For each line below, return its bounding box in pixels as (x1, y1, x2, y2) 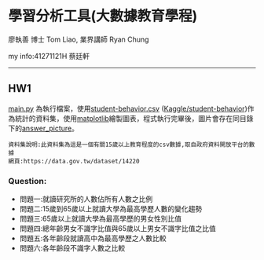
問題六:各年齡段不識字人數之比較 (19, 244, 126, 253)
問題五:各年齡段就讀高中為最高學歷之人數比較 (19, 233, 167, 244)
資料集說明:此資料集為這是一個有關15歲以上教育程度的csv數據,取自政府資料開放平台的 (8, 141, 250, 148)
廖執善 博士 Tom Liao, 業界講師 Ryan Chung (8, 35, 149, 44)
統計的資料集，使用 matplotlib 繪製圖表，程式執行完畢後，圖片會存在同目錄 (14, 113, 254, 123)
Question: (8, 175, 47, 186)
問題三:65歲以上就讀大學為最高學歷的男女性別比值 (19, 214, 182, 224)
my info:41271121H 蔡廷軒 (8, 51, 90, 60)
